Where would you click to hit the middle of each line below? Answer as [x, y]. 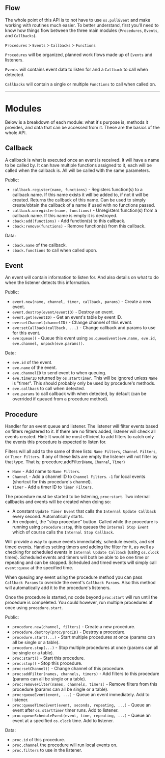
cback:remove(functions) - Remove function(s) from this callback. [79, 226]
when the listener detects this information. [48, 282]
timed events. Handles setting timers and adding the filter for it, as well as [80, 547]
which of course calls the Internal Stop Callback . [63, 532]
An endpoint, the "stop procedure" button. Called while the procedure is [85, 522]
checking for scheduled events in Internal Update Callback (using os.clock [82, 552]
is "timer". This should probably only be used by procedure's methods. [84, 383]
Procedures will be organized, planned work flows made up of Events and [79, 55]
